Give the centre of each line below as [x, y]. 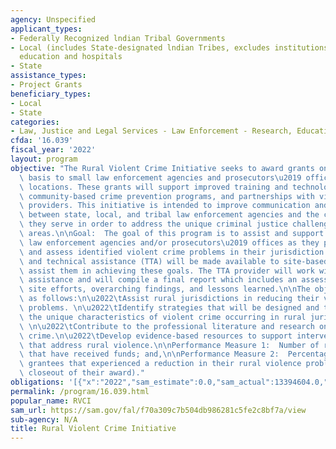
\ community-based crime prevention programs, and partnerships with [167, 196]
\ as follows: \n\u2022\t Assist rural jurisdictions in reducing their [169, 299]
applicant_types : [46, 29]
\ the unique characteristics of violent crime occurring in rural [163, 317]
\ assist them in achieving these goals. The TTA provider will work [167, 271]
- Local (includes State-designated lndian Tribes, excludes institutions [169, 47]
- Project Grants [46, 85]
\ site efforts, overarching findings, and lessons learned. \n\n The [165, 289]
